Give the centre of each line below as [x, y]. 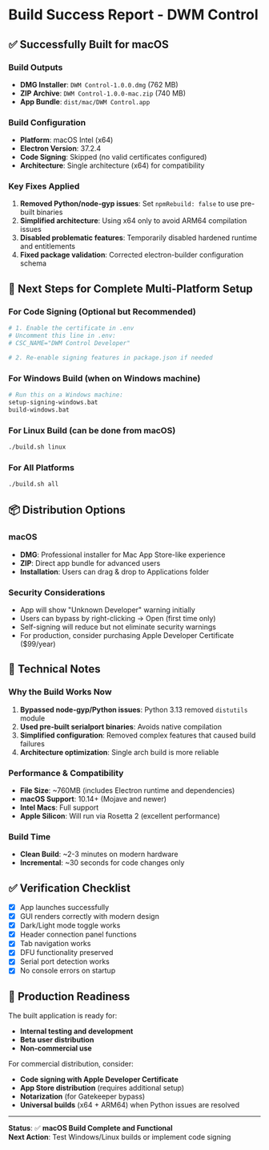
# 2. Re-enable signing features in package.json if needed [111, 358]
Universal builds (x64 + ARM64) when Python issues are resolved [130, 1105]
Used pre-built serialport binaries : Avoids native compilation [121, 726]
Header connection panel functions [78, 935]
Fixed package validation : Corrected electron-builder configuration [132, 255]
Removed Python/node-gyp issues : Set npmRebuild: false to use [129, 204]
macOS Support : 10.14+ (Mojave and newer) [93, 798]
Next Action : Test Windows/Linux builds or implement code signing [120, 1137]
